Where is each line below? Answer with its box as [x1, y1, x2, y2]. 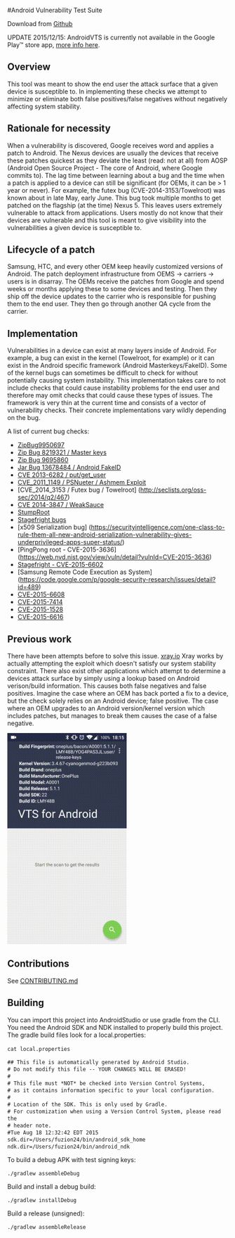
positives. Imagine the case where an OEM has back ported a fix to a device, [7, 689, 229, 698]
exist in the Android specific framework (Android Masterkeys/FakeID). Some [7, 362, 227, 370]
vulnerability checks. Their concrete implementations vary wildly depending [7, 406, 227, 414]
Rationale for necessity [7, 122, 111, 134]
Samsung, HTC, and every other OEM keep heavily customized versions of [7, 262, 223, 271]
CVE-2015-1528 [17, 605, 64, 614]
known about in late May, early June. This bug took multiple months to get [7, 193, 222, 202]
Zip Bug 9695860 [17, 456, 69, 464]
